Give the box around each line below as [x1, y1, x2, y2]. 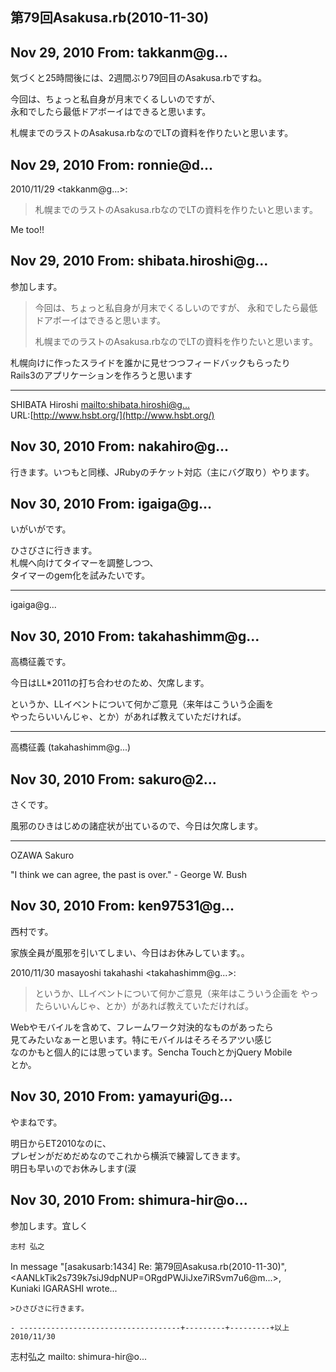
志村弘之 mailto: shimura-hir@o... [10, 1350, 147, 1362]
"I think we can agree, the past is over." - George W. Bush [10, 869, 248, 881]
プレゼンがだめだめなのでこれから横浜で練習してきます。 [10, 1149, 246, 1162]
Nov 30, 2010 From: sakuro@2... [10, 771, 217, 788]
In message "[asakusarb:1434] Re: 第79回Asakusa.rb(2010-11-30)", [10, 1260, 287, 1272]
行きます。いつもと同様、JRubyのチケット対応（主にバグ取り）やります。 [10, 466, 315, 478]
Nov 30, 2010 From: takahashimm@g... [10, 628, 260, 645]
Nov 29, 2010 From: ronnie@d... [10, 156, 214, 173]
